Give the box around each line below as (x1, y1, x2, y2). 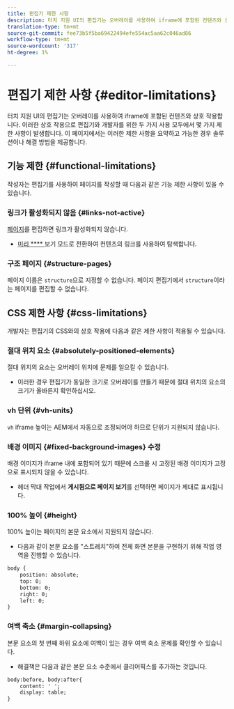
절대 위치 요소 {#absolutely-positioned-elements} (7, 345, 175, 355)
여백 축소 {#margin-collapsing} (7, 621, 112, 631)
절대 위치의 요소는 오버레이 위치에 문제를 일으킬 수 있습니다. (7, 363, 169, 371)
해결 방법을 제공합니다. (25, 137, 88, 146)
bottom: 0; (19, 584, 52, 591)
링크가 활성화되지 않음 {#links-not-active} (7, 208, 145, 217)
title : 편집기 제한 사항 (7, 10, 70, 17)
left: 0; (19, 597, 45, 605)
